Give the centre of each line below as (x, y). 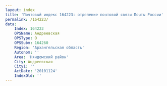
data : (11, 24)
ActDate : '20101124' (36, 71)
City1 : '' (25, 66)
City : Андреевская (34, 62)
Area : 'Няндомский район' (42, 57)
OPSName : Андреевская (37, 33)
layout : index (20, 10)
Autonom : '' (27, 52)
